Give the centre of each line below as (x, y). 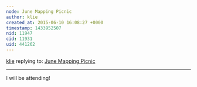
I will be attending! (28, 78)
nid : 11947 (19, 34)
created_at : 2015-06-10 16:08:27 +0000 (55, 22)
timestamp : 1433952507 (34, 28)
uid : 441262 (21, 45)
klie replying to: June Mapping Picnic (51, 61)
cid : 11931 (19, 39)
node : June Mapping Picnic (39, 11)
